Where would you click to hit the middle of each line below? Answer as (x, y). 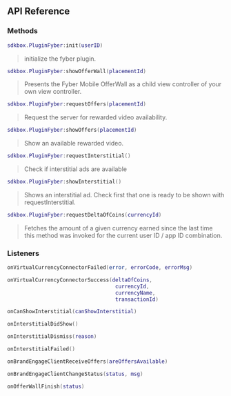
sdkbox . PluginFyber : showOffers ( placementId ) (72, 130)
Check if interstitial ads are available (76, 169)
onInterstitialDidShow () (43, 324)
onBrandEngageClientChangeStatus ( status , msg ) (75, 374)
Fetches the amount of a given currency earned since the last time (118, 228)
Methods (22, 31)
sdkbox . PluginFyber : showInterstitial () (64, 182)
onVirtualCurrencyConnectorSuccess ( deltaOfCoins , (80, 280)
